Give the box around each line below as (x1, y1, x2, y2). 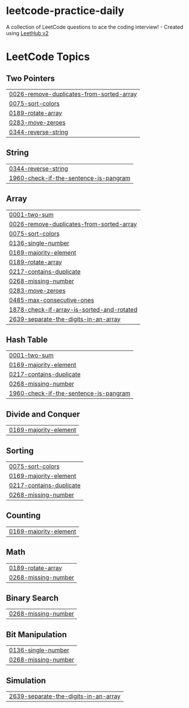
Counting (6, 510, 41, 521)
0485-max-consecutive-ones (9, 296, 94, 304)
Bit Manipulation (6, 630, 67, 640)
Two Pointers (6, 73, 55, 83)
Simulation (6, 675, 46, 685)
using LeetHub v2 (6, 29, 49, 36)
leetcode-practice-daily (6, 4, 124, 18)
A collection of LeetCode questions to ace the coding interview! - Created (6, 23, 184, 30)
